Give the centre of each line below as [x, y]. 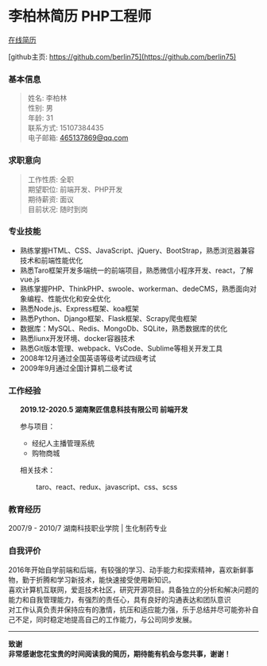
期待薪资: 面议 [50, 199]
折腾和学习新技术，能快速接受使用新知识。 [105, 579]
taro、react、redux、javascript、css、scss [106, 487]
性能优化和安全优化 [79, 298]
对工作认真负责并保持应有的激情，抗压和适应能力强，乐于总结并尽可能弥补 [130, 610]
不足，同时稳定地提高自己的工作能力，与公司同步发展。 [105, 619]
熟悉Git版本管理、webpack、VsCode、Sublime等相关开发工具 [121, 348]
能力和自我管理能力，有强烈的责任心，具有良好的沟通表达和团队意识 [120, 599]
